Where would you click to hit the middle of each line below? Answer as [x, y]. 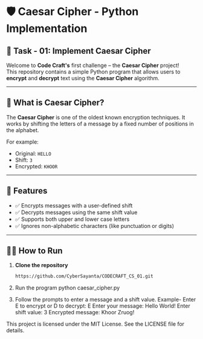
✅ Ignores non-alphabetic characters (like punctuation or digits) [94, 226]
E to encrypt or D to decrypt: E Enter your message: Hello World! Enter [102, 306]
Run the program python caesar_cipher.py [67, 288]
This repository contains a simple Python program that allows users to [93, 72]
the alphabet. [23, 130]
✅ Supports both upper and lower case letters [72, 219]
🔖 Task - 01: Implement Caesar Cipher [79, 51]
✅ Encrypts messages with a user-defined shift [74, 205]
